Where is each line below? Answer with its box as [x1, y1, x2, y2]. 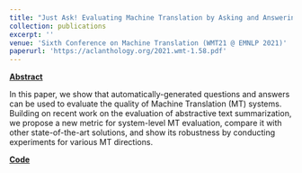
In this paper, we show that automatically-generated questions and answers [9, 89, 290, 100]
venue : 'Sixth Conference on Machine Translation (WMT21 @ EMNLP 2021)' [9, 38, 288, 48]
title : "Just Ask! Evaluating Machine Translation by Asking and [9, 13, 259, 23]
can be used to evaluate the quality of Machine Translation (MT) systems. [9, 98, 282, 109]
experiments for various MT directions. [9, 137, 154, 148]
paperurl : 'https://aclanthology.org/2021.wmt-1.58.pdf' [9, 47, 227, 56]
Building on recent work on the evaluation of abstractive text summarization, [9, 108, 292, 119]
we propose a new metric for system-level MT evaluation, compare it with [9, 118, 282, 129]
